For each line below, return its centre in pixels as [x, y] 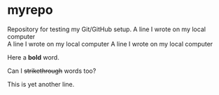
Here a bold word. [33, 57]
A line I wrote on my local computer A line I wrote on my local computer [110, 44]
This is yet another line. [41, 84]
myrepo [30, 10]
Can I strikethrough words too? [52, 71]
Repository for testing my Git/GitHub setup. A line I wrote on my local [107, 29]
